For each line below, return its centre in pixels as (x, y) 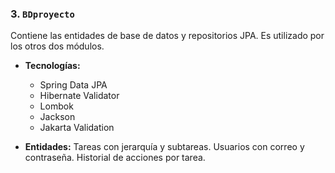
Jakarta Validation (77, 128)
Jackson (57, 117)
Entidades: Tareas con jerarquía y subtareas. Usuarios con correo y (164, 147)
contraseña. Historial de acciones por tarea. (115, 158)
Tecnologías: (52, 66)
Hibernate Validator (79, 96)
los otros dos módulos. (57, 46)
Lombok (56, 106)
